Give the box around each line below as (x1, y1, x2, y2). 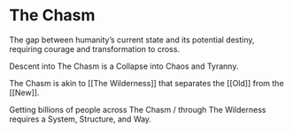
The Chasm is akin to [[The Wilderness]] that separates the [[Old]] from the (9, 78, 285, 88)
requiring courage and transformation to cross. (9, 43, 180, 54)
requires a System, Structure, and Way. (9, 114, 152, 124)
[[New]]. (9, 87, 40, 98)
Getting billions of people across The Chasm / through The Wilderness (9, 104, 266, 115)
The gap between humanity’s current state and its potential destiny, (9, 34, 255, 45)
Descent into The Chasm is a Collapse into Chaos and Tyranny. (9, 61, 239, 71)
